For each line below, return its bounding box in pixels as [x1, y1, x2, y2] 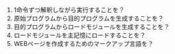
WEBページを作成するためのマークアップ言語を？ [13, 40, 154, 47]
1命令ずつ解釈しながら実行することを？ [13, 6, 125, 13]
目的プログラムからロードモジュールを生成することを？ [13, 23, 170, 30]
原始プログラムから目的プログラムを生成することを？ [13, 14, 164, 22]
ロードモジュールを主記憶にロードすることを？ [13, 31, 146, 39]
